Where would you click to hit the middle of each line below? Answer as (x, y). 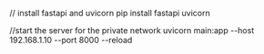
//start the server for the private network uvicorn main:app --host (132, 30)
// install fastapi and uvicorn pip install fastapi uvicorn (110, 13)
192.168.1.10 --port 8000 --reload (71, 40)
